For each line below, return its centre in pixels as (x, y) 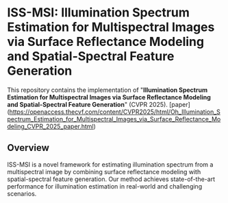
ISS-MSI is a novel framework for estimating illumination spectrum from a (110, 164)
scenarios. (22, 193)
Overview (28, 148)
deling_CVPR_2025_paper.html (50, 126)
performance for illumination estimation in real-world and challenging (105, 186)
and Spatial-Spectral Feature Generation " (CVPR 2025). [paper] (99, 104)
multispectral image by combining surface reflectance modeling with (104, 171)
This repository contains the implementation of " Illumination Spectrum (107, 90)
